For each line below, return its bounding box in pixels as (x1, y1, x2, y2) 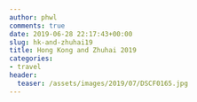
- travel (9, 63, 42, 72)
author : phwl (9, 12, 58, 22)
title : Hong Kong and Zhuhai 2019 (9, 46, 138, 55)
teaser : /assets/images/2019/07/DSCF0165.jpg (17, 79, 189, 88)
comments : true (9, 21, 66, 30)
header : (9, 71, 38, 80)
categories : (9, 54, 53, 63)
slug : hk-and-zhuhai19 (9, 37, 93, 47)
